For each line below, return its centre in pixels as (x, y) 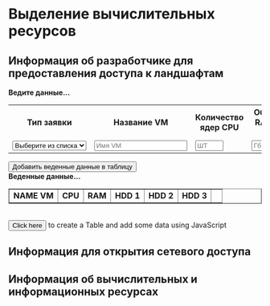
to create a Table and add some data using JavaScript (137, 225)
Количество (220, 117)
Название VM (141, 122)
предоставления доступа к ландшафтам (116, 73)
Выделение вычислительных (112, 14)
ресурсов (42, 31)
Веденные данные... (45, 176)
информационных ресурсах (84, 291)
